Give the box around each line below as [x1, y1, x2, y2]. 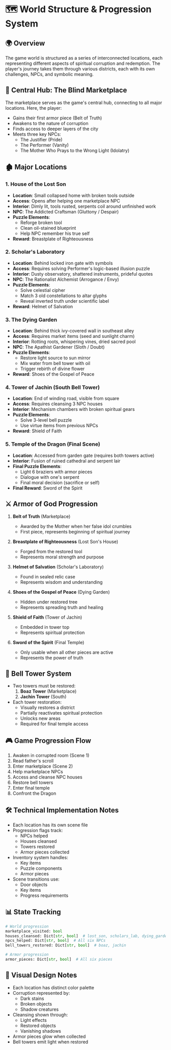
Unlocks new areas [20, 715, 61, 722]
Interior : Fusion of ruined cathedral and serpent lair [12, 457, 121, 464]
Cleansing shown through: [12, 1011, 68, 1018]
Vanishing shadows [20, 1028, 62, 1034]
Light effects [20, 1017, 47, 1023]
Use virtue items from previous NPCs [20, 423, 98, 429]
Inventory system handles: [12, 854, 69, 860]
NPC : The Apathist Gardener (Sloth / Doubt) [12, 344, 105, 350]
